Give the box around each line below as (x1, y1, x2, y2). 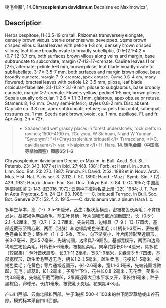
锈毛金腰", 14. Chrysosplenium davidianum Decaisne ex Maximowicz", (5, 4, 149, 10)
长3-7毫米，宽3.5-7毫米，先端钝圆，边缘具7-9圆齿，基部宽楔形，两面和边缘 (5, 237, 160, 243)
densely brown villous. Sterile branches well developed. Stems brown (5, 37, 147, 43)
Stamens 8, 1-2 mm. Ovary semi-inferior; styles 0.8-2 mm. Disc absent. (5, 100, 150, 106)
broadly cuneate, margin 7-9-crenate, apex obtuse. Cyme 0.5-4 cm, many (5, 74, 156, 80)
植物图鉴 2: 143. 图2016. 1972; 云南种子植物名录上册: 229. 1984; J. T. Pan (9, 186, 158, 192)
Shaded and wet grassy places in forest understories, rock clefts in (24, 125, 161, 131)
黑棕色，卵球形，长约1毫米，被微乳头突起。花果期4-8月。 (5, 280, 123, 286)
